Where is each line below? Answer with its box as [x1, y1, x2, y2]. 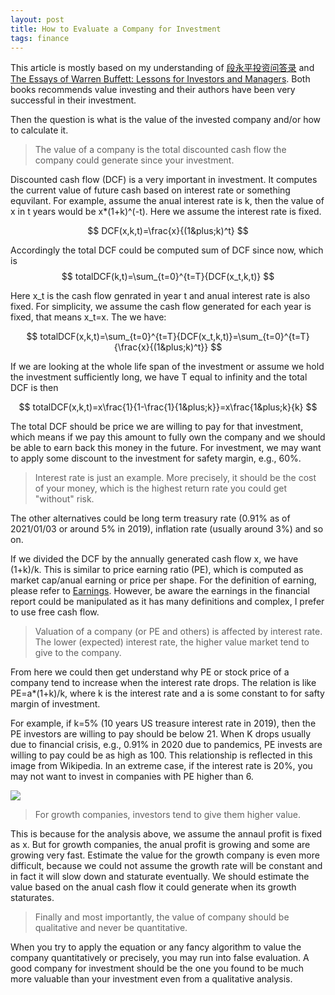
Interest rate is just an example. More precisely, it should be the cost [34, 472, 317, 484]
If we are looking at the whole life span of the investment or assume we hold [10, 361, 325, 373]
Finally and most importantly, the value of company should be [34, 911, 290, 923]
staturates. [10, 892, 55, 904]
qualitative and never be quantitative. [34, 922, 188, 934]
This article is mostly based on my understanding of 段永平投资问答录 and [10, 62, 315, 74]
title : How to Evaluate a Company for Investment [10, 24, 222, 34]
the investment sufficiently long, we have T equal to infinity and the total [10, 371, 308, 383]
